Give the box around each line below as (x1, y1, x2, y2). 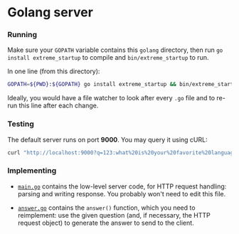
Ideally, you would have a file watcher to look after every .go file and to (7, 94, 216, 102)
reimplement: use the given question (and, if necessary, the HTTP (17, 211, 211, 219)
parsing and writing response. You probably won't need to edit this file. (17, 189, 226, 198)
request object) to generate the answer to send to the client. (17, 218, 194, 227)
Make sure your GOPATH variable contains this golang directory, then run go (7, 46, 223, 54)
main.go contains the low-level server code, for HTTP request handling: (17, 182, 227, 191)
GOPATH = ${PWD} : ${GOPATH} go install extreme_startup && (7, 81, 176, 88)
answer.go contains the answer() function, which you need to (17, 203, 196, 212)
